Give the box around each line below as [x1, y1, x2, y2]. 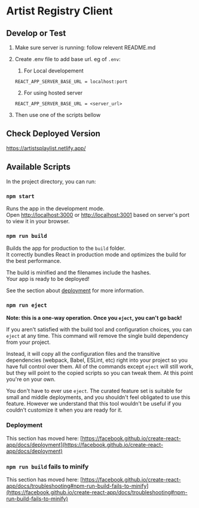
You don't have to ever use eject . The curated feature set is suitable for [6, 387, 183, 394]
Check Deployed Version [6, 129, 100, 139]
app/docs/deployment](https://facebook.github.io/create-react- [6, 441, 163, 448]
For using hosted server [23, 89, 83, 96]
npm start [6, 193, 35, 199]
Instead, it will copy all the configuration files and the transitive [6, 350, 160, 357]
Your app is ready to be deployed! [6, 276, 90, 283]
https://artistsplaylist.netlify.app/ [6, 144, 86, 152]
